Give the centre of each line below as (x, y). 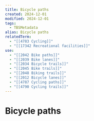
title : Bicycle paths (27, 10)
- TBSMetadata (24, 28)
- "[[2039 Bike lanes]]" (35, 60)
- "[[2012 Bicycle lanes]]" (38, 78)
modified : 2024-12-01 (27, 19)
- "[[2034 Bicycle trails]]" (39, 64)
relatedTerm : (18, 37)
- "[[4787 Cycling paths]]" (38, 82)
